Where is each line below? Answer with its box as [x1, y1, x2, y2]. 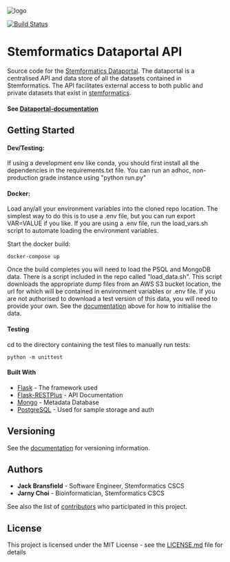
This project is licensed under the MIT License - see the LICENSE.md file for [7, 541, 223, 549]
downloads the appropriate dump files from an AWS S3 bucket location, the [7, 280, 222, 289]
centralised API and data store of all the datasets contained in [7, 74, 182, 82]
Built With [7, 368, 36, 377]
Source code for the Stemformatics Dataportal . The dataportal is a [7, 66, 195, 75]
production [7, 174, 39, 182]
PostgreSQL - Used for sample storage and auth [17, 405, 154, 413]
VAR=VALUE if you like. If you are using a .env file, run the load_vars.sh [7, 219, 208, 227]
